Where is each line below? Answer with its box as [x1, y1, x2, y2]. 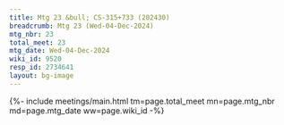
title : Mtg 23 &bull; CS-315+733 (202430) [9, 12, 170, 22]
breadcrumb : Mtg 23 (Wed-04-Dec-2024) [9, 21, 154, 30]
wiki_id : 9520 [9, 54, 63, 63]
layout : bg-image [9, 71, 74, 80]
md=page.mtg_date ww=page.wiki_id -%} [9, 104, 165, 116]
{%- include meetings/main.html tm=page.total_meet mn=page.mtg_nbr [9, 96, 275, 106]
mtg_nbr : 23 [9, 29, 54, 38]
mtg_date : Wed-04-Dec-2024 [9, 46, 110, 55]
